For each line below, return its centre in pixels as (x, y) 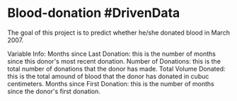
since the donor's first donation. (54, 91)
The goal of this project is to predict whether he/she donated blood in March (118, 32)
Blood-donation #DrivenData (94, 13)
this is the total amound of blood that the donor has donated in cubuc (108, 76)
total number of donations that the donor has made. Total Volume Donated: (116, 69)
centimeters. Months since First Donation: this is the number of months (111, 83)
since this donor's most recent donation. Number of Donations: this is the (114, 61)
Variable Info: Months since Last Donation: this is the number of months (111, 54)
